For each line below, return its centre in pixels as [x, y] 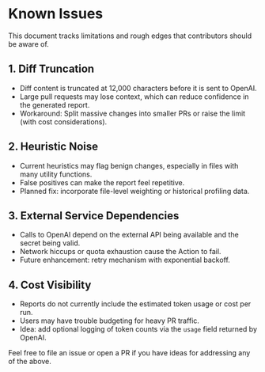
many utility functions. [56, 174]
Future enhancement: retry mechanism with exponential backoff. [125, 260]
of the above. [30, 362]
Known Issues [56, 14]
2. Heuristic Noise [53, 147]
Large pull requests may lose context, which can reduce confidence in [134, 97]
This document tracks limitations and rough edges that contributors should [130, 36]
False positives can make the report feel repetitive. [102, 182]
